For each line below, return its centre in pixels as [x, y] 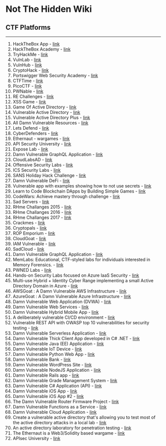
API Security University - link [42, 144]
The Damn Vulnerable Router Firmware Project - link [66, 401]
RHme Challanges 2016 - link [42, 212]
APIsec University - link [36, 438]
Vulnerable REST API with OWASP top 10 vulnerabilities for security [81, 322]
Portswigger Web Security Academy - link [55, 75]
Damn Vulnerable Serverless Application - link [59, 333]
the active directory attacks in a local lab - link [59, 422]
